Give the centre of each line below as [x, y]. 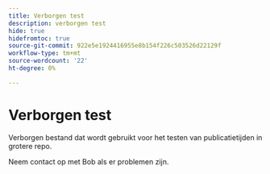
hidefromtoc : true [39, 38]
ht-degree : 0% [32, 68]
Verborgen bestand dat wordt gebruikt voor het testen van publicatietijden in [135, 137]
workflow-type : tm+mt [45, 53]
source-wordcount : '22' [48, 61]
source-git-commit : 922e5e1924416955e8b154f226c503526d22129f [115, 46]
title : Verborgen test [46, 16]
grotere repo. [30, 146]
